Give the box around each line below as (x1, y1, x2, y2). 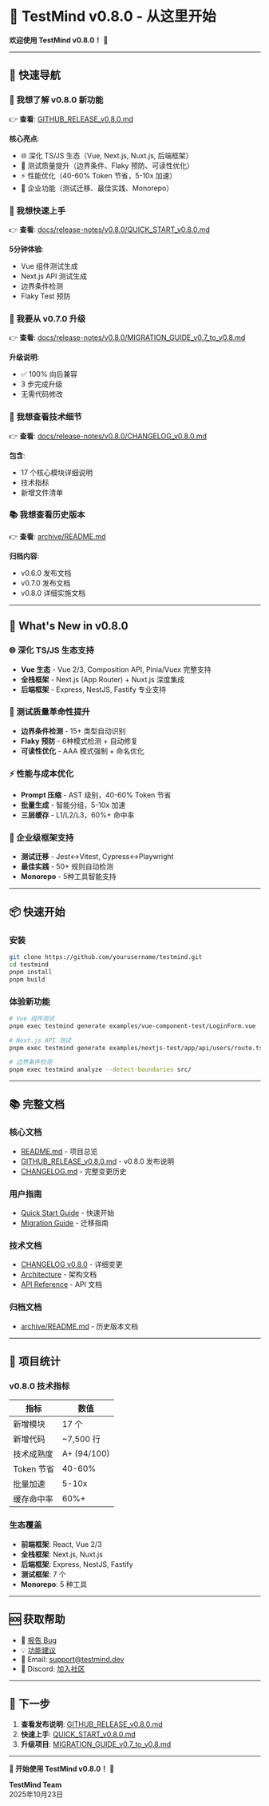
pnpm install (9, 968, 53, 976)
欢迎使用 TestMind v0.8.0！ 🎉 (9, 35, 109, 45)
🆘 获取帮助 (9, 1612, 66, 1626)
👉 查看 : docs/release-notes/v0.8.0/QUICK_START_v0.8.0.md (9, 225, 211, 234)
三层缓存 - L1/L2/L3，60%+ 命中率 (20, 810, 135, 820)
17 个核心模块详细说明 (20, 467, 93, 477)
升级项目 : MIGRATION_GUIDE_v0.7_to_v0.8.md (20, 1740, 172, 1749)
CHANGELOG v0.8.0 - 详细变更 (20, 1260, 123, 1269)
